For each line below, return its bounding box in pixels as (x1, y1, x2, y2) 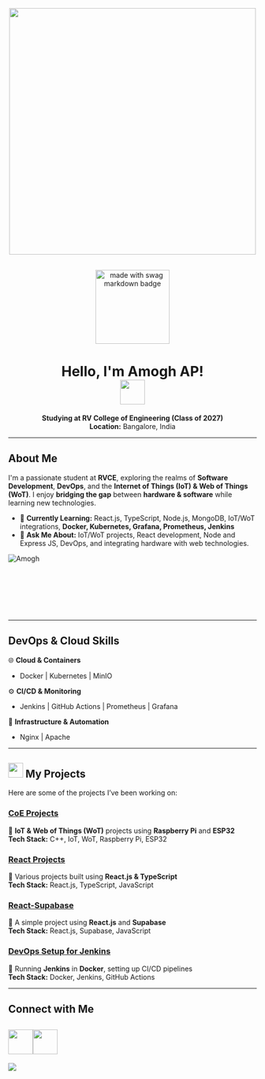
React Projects (8, 853, 65, 864)
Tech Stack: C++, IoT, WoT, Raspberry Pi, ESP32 (8, 834, 167, 843)
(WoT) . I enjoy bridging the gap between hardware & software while (8, 489, 233, 499)
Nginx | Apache (19, 732, 71, 741)
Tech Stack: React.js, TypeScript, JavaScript (8, 879, 154, 890)
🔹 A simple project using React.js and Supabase (8, 918, 166, 928)
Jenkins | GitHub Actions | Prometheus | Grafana (19, 701, 178, 711)
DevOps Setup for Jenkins (8, 946, 111, 957)
